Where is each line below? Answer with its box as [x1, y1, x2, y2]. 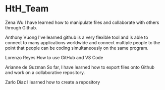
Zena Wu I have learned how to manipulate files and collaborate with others [5, 19, 160, 25]
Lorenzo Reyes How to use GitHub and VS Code [5, 54, 104, 60]
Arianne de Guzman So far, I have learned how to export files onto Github [5, 64, 155, 70]
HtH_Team [5, 3, 49, 14]
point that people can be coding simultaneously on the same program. [5, 45, 149, 51]
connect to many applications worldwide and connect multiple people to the [5, 39, 161, 45]
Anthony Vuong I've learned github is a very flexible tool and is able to [5, 34, 149, 40]
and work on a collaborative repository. [5, 69, 85, 75]
